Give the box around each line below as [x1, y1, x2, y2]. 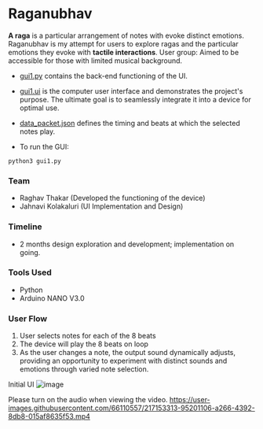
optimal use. [19, 103, 60, 113]
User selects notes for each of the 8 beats [19, 331, 156, 341]
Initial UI [8, 379, 35, 390]
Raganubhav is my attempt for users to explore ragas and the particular [8, 39, 239, 48]
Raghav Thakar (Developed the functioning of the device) [19, 194, 206, 203]
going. [19, 247, 41, 257]
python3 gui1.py [8, 157, 61, 165]
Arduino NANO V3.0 [19, 293, 85, 303]
